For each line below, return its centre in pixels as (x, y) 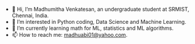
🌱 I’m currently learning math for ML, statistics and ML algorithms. (92, 28)
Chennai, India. (30, 15)
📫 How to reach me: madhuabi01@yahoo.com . (70, 35)
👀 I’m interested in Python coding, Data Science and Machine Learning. (99, 22)
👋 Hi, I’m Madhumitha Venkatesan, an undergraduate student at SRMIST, (100, 9)
